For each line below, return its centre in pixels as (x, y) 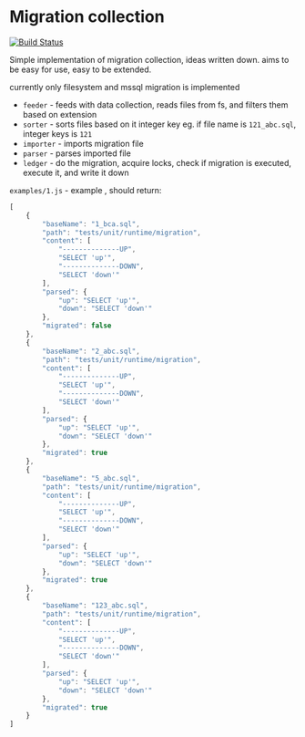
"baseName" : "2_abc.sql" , (91, 351)
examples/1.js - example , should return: (86, 190)
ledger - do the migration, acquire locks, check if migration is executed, (157, 162)
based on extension (60, 114)
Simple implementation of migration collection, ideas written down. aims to (149, 59)
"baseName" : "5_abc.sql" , (91, 478)
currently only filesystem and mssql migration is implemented (125, 87)
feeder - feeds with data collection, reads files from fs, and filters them (155, 104)
